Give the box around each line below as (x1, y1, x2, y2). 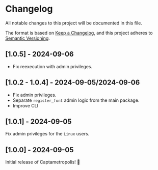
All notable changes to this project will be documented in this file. (5, 20, 143, 26)
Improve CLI (12, 102, 39, 108)
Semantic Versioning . (5, 35, 50, 41)
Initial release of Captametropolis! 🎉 (5, 159, 81, 165)
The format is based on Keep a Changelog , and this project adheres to (5, 30, 153, 36)
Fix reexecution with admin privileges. (12, 63, 93, 69)
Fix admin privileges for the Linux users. (5, 131, 90, 137)
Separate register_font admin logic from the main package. (12, 97, 140, 103)
